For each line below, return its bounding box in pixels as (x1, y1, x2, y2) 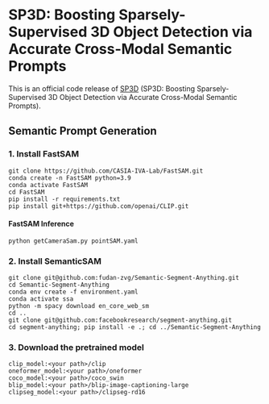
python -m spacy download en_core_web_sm (8, 302, 150, 310)
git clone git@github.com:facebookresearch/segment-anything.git (8, 316, 232, 324)
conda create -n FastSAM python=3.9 (8, 173, 131, 182)
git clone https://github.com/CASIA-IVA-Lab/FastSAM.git (8, 167, 204, 175)
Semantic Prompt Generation (8, 124, 157, 138)
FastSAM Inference (8, 219, 75, 229)
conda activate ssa (8, 295, 74, 303)
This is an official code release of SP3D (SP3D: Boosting (8, 83, 196, 94)
